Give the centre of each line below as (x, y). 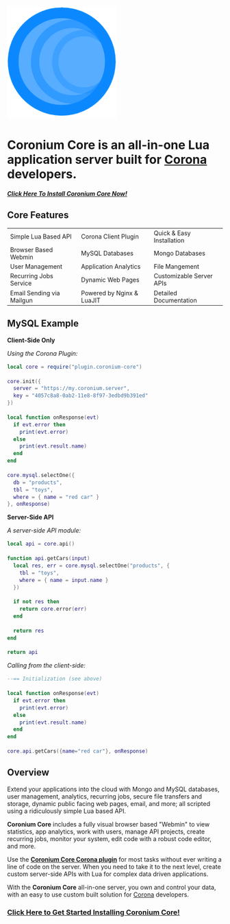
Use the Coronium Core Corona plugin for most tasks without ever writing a (115, 859)
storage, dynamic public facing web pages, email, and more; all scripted (109, 803)
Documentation (175, 300)
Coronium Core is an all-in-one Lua (108, 145)
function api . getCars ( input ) (49, 559)
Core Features (38, 215)
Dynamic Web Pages (110, 280)
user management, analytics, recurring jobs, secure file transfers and (105, 796)
